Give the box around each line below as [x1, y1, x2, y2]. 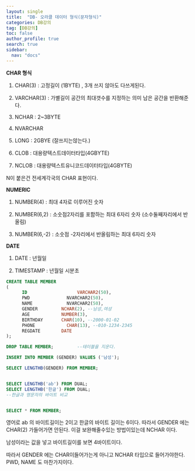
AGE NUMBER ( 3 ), [21, 311, 88, 318]
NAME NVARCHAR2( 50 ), [21, 300, 104, 306]
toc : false [6, 31, 33, 36]
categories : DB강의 [6, 19, 52, 25]
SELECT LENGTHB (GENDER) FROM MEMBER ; [6, 365, 99, 371]
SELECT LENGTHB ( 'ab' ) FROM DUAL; [6, 380, 88, 387]
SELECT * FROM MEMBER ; [6, 407, 62, 413]
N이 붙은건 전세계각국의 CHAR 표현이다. [6, 174, 98, 181]
